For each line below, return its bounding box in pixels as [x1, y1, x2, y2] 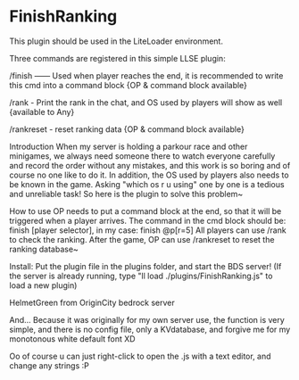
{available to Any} [9, 106, 75, 117]
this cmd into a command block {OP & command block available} [9, 79, 248, 90]
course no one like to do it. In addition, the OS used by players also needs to [9, 169, 289, 180]
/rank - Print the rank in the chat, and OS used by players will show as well [9, 96, 283, 108]
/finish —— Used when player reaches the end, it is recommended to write [9, 70, 284, 81]
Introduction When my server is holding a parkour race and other [9, 141, 248, 152]
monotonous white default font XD [9, 333, 136, 344]
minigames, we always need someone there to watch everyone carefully [9, 150, 276, 161]
